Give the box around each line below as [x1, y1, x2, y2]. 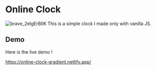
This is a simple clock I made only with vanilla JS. [48, 20, 152, 27]
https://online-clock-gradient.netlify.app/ [5, 59, 92, 65]
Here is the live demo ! [5, 49, 53, 55]
